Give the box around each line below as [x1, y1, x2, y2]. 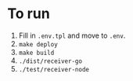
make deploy [18, 40, 58, 48]
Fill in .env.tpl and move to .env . [18, 31, 126, 40]
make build [18, 49, 55, 57]
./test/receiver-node [18, 65, 89, 73]
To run [7, 5, 50, 23]
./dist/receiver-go [18, 57, 83, 65]
